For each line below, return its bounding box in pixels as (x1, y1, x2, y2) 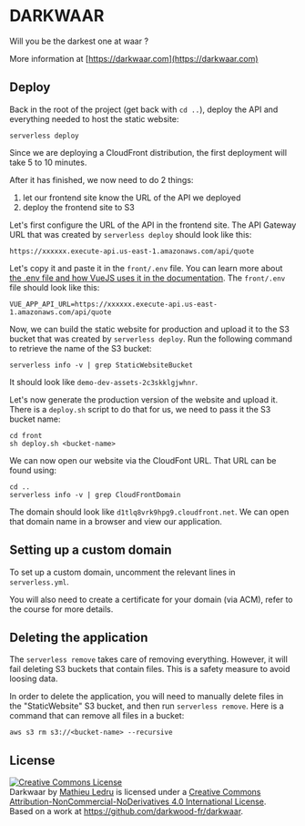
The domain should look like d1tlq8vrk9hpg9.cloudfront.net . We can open (9, 506, 290, 517)
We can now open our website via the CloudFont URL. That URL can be (9, 454, 277, 465)
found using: (9, 464, 57, 475)
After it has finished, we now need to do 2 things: (9, 174, 194, 185)
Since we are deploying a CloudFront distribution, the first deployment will (9, 147, 288, 158)
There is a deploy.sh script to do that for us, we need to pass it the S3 (9, 403, 271, 414)
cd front (9, 431, 43, 440)
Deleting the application (9, 629, 148, 645)
